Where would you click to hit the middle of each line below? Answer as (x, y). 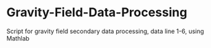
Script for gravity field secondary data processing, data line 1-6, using (105, 31)
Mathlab (18, 38)
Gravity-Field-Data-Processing (97, 13)
